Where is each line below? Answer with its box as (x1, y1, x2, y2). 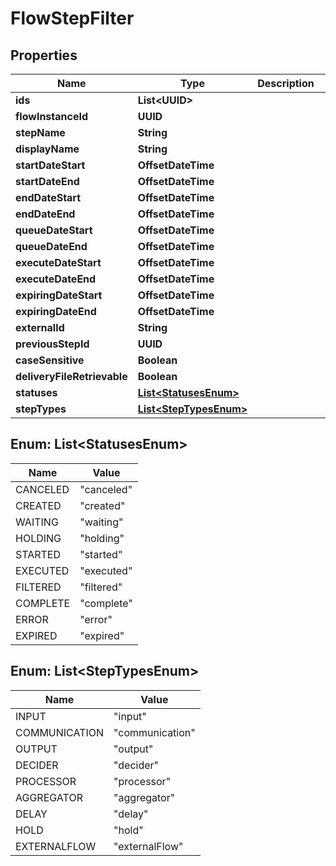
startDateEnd (15, 175, 80, 188)
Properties (10, 47, 78, 64)
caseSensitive (15, 353, 85, 367)
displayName (15, 142, 80, 156)
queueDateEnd (15, 240, 88, 253)
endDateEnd (15, 207, 76, 221)
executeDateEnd (15, 272, 97, 286)
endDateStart (15, 191, 82, 204)
